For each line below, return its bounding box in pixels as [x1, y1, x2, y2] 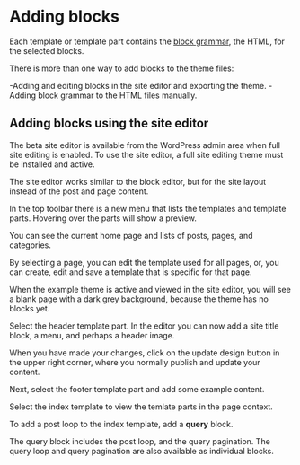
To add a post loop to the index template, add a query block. [9, 418, 234, 429]
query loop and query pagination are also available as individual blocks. [9, 445, 274, 456]
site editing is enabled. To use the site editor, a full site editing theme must [9, 149, 284, 160]
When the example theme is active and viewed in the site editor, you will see [9, 284, 292, 294]
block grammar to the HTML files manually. [37, 90, 198, 101]
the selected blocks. [9, 45, 84, 56]
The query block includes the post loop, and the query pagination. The [9, 435, 271, 446]
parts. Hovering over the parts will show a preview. [9, 213, 198, 224]
